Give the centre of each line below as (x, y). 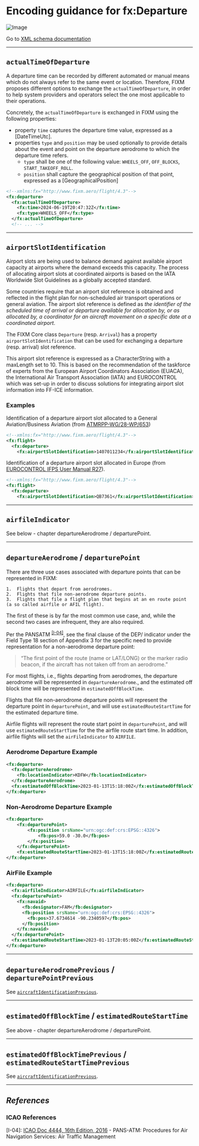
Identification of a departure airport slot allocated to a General (82, 418)
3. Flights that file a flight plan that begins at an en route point (96, 599)
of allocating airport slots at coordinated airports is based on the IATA (91, 273)
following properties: (31, 118)
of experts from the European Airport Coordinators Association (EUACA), (95, 371)
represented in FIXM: (32, 578)
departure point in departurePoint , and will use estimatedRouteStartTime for (99, 706)
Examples (21, 405)
